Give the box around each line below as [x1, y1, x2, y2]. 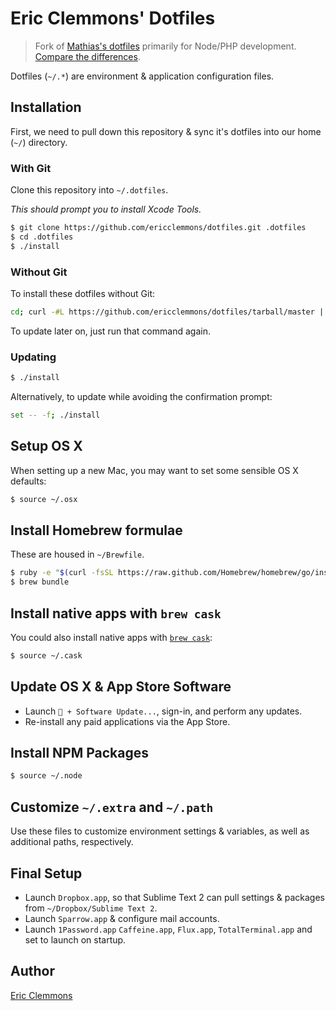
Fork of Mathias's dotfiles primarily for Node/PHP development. [34, 40, 297, 52]
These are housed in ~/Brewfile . [10, 548, 145, 561]
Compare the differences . [34, 50, 141, 62]
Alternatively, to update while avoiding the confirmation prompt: [10, 391, 273, 403]
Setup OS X [10, 438, 83, 455]
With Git [10, 161, 52, 175]
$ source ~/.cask [10, 650, 83, 661]
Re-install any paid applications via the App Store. [24, 715, 231, 727]
